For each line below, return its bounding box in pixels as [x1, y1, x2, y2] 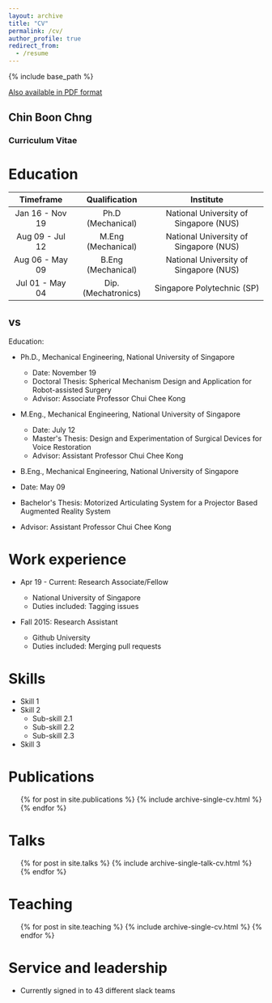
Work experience [8, 551, 127, 569]
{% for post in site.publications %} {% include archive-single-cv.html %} [19, 794, 262, 804]
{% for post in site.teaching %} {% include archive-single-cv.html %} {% [19, 921, 263, 931]
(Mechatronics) [82, 288, 142, 299]
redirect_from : [8, 42, 60, 50]
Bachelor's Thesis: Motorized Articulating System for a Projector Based [19, 498, 258, 508]
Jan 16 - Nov [15, 208, 67, 219]
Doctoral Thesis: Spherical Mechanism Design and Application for [32, 377, 253, 387]
